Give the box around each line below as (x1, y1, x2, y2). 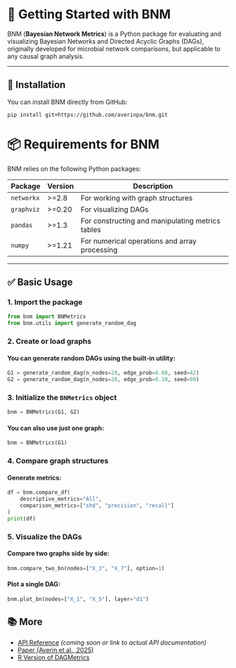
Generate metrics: (7, 473, 62, 482)
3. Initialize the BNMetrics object (7, 392, 117, 402)
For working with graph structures (80, 193, 193, 203)
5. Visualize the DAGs (7, 532, 82, 541)
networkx (11, 193, 40, 202)
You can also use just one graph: (7, 423, 105, 432)
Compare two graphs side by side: (7, 549, 110, 558)
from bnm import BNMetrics (7, 313, 86, 321)
